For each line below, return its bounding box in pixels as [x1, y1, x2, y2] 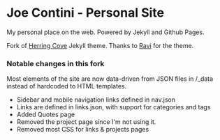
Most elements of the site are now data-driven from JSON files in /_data [6, 75, 214, 83]
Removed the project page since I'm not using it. [16, 118, 156, 126]
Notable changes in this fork [6, 59, 105, 68]
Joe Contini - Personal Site [6, 5, 165, 21]
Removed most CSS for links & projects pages [16, 125, 149, 134]
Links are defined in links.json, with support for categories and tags [16, 103, 211, 111]
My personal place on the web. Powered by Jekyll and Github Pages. [6, 28, 205, 36]
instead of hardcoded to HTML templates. [6, 82, 127, 91]
